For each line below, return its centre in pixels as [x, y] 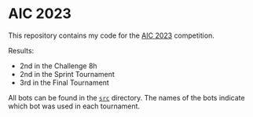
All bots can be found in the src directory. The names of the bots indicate [126, 97]
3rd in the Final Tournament [64, 82]
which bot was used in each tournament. [74, 106]
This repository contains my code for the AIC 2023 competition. [111, 35]
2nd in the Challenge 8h [58, 66]
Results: [21, 50]
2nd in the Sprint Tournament [67, 74]
